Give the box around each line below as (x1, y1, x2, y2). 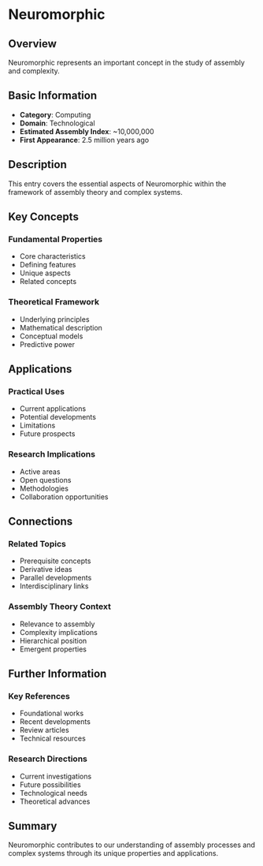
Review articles (19, 726, 69, 735)
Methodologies (19, 483, 69, 493)
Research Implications (8, 449, 96, 460)
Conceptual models (19, 331, 83, 341)
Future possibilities (19, 779, 81, 789)
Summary (8, 819, 57, 833)
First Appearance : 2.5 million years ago (19, 135, 150, 144)
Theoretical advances (19, 797, 91, 806)
